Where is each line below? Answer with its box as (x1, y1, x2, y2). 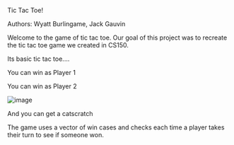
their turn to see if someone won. (7, 131, 104, 139)
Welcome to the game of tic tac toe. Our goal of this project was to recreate (7, 33, 228, 42)
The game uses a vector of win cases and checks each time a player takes (7, 123, 225, 132)
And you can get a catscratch (7, 110, 93, 117)
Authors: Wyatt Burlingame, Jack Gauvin (7, 20, 126, 28)
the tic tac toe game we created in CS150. (7, 41, 129, 49)
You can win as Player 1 (7, 69, 76, 76)
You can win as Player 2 (7, 82, 77, 91)
